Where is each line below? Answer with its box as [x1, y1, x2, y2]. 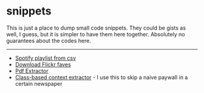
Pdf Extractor [15, 67, 49, 74]
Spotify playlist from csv [15, 54, 76, 62]
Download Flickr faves [15, 60, 71, 68]
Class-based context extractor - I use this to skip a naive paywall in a [15, 74, 188, 81]
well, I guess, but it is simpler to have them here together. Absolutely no [6, 30, 185, 37]
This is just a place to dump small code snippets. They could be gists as [6, 24, 186, 31]
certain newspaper [15, 80, 63, 87]
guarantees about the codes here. [6, 37, 91, 44]
